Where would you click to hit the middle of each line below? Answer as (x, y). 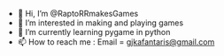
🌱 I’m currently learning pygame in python (94, 32)
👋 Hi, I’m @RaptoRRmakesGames (78, 14)
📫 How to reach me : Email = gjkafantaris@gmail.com (116, 42)
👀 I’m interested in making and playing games (100, 23)
